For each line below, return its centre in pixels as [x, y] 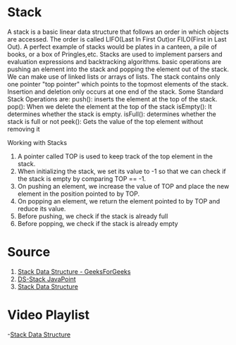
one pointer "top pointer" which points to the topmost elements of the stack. [118, 84]
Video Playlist [49, 315]
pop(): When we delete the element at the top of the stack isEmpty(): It [110, 106]
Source [29, 252]
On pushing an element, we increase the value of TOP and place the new [123, 186]
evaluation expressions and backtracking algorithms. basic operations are [114, 61]
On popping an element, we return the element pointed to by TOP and [119, 201]
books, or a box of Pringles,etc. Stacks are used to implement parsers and [115, 54]
